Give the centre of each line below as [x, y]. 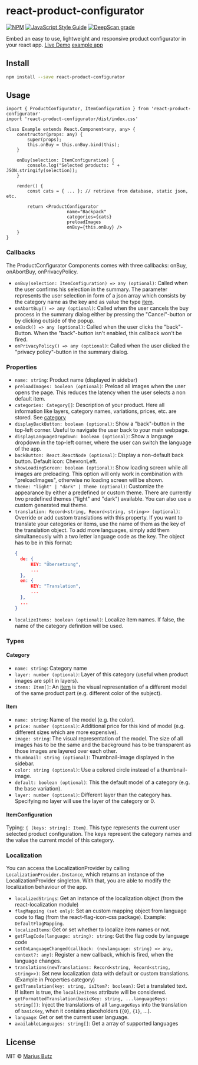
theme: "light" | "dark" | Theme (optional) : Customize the [89, 487]
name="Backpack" [87, 212]
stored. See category [40, 418]
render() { [30, 186]
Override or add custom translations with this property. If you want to [98, 518]
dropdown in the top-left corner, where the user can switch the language [103, 442]
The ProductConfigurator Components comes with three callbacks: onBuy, [97, 265]
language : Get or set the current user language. [72, 1017]
